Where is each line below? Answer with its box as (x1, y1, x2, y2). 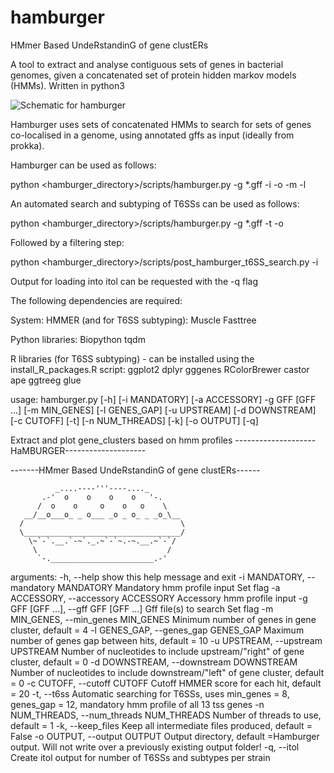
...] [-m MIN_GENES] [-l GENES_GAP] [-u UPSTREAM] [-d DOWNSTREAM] (10, 404, 317, 416)
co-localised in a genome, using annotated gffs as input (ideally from (10, 129, 295, 141)
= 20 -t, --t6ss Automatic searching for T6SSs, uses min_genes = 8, (10, 687, 290, 700)
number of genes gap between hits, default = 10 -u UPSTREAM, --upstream (10, 634, 323, 646)
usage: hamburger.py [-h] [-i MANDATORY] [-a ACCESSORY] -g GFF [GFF (10, 393, 317, 405)
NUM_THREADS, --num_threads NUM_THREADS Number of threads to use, (10, 709, 322, 721)
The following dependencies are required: (10, 294, 183, 306)
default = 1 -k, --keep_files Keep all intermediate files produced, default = (10, 719, 313, 731)
